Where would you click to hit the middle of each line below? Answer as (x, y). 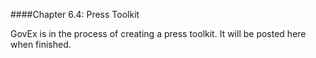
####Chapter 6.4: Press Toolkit (75, 14)
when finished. (41, 44)
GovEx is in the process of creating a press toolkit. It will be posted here (158, 33)
